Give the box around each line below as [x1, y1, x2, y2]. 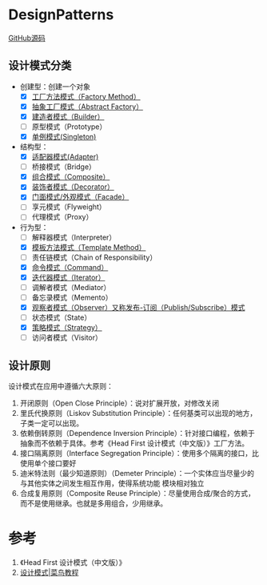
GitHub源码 [8, 33, 46, 42]
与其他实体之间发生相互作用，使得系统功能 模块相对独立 [19, 478, 205, 488]
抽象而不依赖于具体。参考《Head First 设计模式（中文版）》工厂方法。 [19, 438, 249, 448]
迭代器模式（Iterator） [31, 272, 106, 282]
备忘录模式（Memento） [31, 292, 113, 302]
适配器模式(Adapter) [31, 152, 99, 162]
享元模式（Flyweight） [31, 202, 106, 212]
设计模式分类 [8, 58, 72, 73]
